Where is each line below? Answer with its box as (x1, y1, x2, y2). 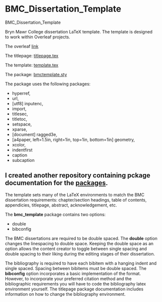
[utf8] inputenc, (12, 100, 44, 106)
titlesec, (12, 111, 28, 117)
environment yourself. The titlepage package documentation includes (5, 286, 144, 292)
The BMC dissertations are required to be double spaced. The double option (5, 235, 158, 241)
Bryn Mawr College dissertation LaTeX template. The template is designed (5, 29, 153, 34)
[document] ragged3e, (12, 131, 58, 137)
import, (12, 106, 27, 111)
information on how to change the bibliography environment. (5, 291, 126, 297)
